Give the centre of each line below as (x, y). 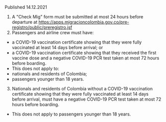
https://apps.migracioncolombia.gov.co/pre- (84, 22)
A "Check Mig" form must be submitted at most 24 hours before (78, 17)
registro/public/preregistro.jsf (42, 27)
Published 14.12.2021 (26, 7)
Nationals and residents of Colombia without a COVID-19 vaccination (82, 89)
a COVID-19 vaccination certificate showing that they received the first (84, 53)
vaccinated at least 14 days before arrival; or (57, 47)
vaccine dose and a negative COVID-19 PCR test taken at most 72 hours (85, 58)
